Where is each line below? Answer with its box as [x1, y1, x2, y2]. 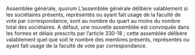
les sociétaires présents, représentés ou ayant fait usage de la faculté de [6, 11, 181, 18]
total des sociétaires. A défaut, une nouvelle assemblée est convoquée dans [6, 23, 190, 30]
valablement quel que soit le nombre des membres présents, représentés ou [6, 36, 190, 43]
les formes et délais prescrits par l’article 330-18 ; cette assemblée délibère [6, 30, 188, 37]
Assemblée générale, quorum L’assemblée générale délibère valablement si [6, 5, 188, 12]
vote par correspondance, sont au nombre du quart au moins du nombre [6, 18, 180, 24]
